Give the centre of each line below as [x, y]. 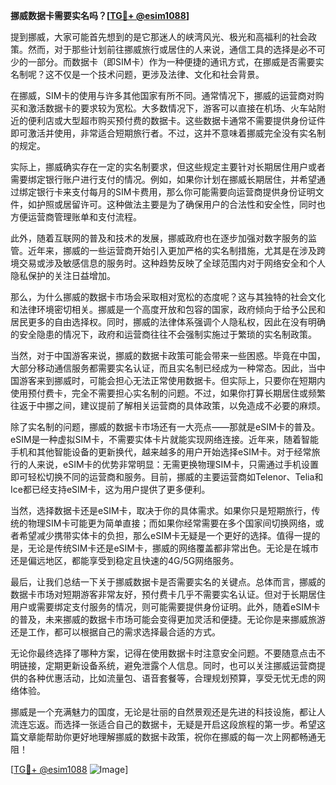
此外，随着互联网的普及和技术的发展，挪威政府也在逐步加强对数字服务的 [159, 238]
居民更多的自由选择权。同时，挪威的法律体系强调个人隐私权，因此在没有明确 [168, 322]
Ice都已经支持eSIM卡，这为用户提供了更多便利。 [110, 489]
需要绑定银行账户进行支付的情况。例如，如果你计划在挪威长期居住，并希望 [163, 179]
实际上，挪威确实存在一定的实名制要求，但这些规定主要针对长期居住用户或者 [168, 167]
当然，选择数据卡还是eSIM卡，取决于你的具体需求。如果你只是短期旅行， [161, 510]
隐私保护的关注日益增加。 [63, 275]
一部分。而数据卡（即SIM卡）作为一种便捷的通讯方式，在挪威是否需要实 [176, 62]
